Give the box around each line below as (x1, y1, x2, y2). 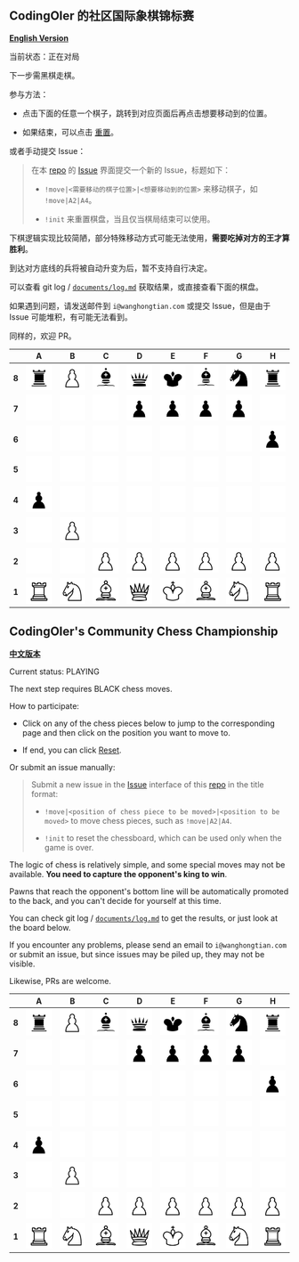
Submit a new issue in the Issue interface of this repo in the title (30, 779, 264, 790)
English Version (9, 32, 69, 43)
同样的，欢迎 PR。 (9, 330, 77, 341)
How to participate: (9, 701, 80, 712)
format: (30, 789, 59, 800)
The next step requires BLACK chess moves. (9, 684, 173, 695)
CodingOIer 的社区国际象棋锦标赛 (9, 8, 194, 24)
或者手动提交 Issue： (9, 145, 86, 156)
